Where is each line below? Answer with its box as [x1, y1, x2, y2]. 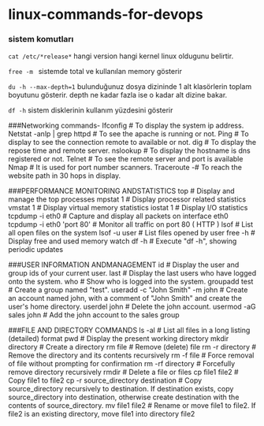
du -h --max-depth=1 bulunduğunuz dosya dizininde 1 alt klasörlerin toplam [8, 82, 252, 91]
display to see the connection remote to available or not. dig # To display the [8, 138, 257, 147]
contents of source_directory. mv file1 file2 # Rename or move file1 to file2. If [8, 401, 256, 410]
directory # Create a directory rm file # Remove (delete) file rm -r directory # [8, 343, 257, 352]
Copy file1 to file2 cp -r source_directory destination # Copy [8, 376, 203, 385]
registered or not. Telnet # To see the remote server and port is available [8, 154, 244, 164]
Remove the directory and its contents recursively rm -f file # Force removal [8, 350, 255, 360]
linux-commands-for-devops [8, 6, 203, 24]
